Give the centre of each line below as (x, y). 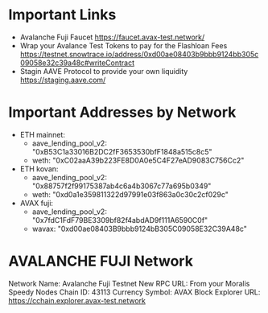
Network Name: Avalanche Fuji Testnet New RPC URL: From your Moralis (129, 283)
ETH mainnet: (43, 134)
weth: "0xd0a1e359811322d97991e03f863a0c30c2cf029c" (130, 194)
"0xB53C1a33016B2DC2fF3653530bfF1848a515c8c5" (122, 151)
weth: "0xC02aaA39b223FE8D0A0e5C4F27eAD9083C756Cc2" (138, 160)
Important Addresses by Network (122, 112)
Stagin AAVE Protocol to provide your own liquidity (104, 71)
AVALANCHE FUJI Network (101, 261)
